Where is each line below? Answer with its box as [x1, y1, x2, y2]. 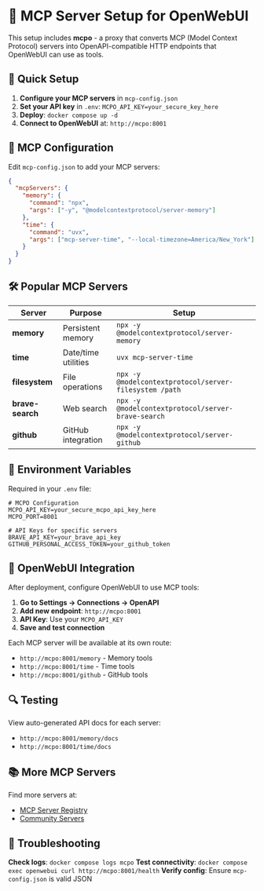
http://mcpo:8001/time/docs [19, 743, 112, 751]
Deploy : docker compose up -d [19, 110, 118, 119]
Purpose [69, 307, 102, 318]
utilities [62, 356, 90, 367]
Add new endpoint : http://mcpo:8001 [19, 606, 141, 615]
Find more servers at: [8, 791, 78, 800]
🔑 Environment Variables [8, 463, 132, 477]
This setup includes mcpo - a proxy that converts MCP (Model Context [8, 33, 238, 42]
